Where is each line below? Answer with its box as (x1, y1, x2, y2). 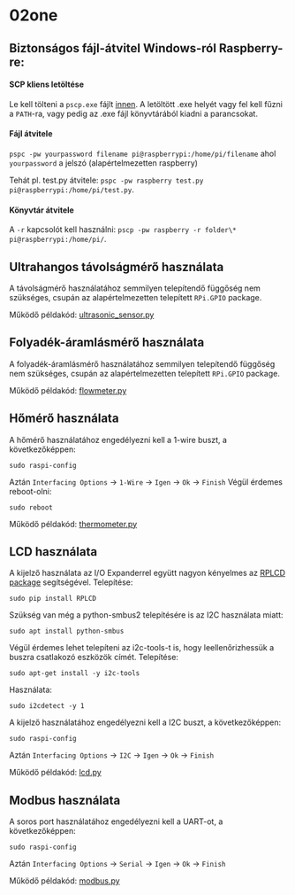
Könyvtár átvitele (9, 205, 75, 215)
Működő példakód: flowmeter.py (9, 385, 127, 395)
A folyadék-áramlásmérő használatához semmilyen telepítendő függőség (9, 358, 276, 369)
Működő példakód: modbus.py (9, 876, 121, 886)
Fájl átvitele (9, 128, 53, 139)
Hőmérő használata (9, 411, 119, 426)
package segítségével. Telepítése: (9, 577, 133, 588)
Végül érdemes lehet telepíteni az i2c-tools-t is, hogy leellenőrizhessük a (9, 642, 275, 653)
